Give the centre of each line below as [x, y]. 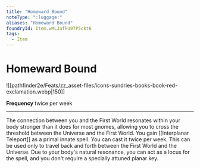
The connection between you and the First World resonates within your [93, 120]
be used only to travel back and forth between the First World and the [92, 145]
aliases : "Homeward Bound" [40, 23]
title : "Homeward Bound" [37, 12]
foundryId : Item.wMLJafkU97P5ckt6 [49, 28]
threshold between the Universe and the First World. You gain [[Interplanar [98, 133]
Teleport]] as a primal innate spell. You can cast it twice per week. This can [98, 139]
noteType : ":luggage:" [34, 17]
